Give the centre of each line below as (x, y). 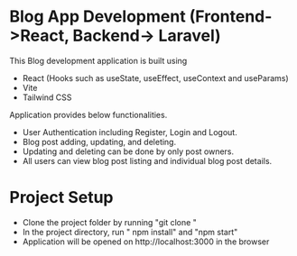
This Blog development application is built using (98, 60)
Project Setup (62, 198)
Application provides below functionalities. (88, 114)
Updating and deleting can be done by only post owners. (128, 151)
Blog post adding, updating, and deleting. (99, 142)
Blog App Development (98, 17)
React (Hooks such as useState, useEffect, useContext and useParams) (155, 78)
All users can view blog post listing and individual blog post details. (147, 160)
